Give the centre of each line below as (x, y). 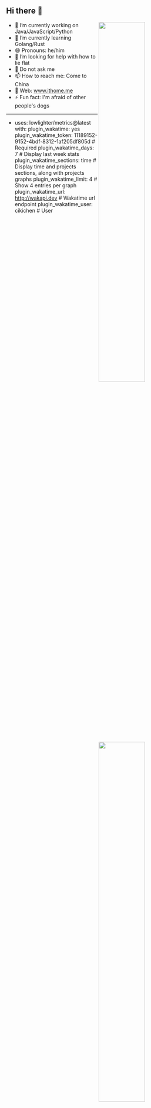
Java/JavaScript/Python (44, 31)
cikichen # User (33, 210)
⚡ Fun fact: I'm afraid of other (50, 97)
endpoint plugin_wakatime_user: (53, 204)
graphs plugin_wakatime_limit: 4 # (56, 179)
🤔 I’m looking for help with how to (55, 56)
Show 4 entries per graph (46, 185)
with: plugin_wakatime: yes (47, 129)
